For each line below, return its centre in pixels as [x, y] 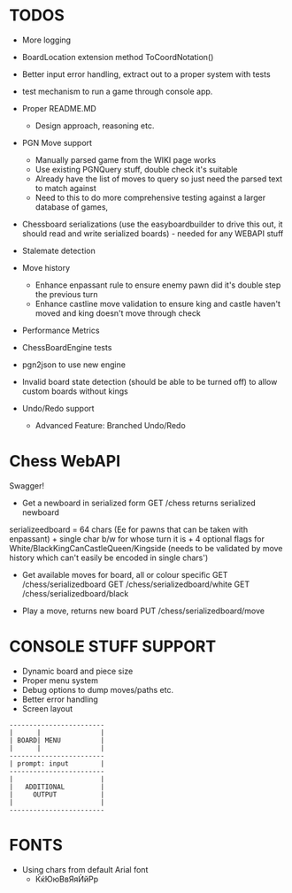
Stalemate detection [58, 250]
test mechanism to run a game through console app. [117, 91]
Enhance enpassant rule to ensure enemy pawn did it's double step [158, 285]
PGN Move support [57, 142]
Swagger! [27, 485]
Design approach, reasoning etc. [95, 126]
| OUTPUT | [57, 794]
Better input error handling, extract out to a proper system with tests [146, 74]
